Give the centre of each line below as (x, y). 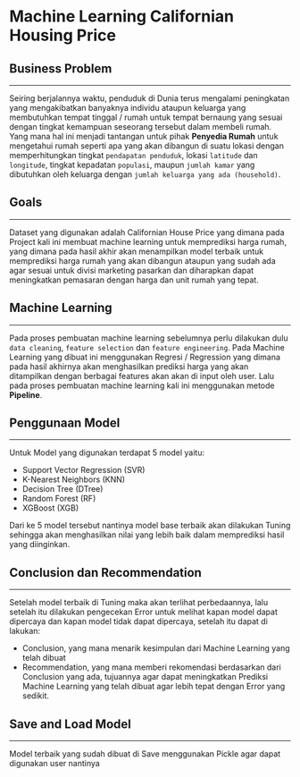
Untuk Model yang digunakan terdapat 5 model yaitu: (107, 452)
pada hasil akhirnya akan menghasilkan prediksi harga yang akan (129, 366)
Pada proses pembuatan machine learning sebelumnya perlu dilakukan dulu (149, 338)
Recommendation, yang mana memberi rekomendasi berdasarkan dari (151, 667)
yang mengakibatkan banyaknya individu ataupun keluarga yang (128, 108)
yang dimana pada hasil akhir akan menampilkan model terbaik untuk (137, 251)
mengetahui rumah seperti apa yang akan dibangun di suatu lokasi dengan (146, 146)
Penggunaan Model (65, 423)
